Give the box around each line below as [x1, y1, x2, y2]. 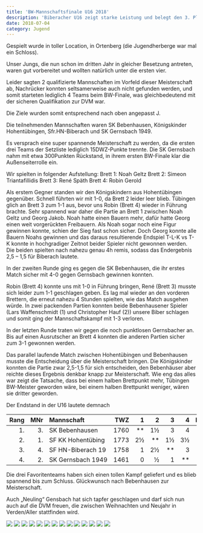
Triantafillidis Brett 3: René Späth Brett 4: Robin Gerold [6, 177, 142, 185]
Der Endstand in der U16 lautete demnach [6, 402, 110, 409]
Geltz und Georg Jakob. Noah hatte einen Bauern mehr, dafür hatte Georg [6, 214, 190, 221]
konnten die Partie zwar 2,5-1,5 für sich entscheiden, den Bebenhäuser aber [6, 364, 196, 371]
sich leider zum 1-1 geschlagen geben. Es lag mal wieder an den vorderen [6, 289, 190, 296]
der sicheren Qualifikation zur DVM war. [6, 98, 106, 105]
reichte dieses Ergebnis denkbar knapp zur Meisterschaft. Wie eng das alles [6, 370, 196, 378]
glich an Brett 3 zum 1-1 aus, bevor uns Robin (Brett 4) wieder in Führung [6, 201, 187, 209]
